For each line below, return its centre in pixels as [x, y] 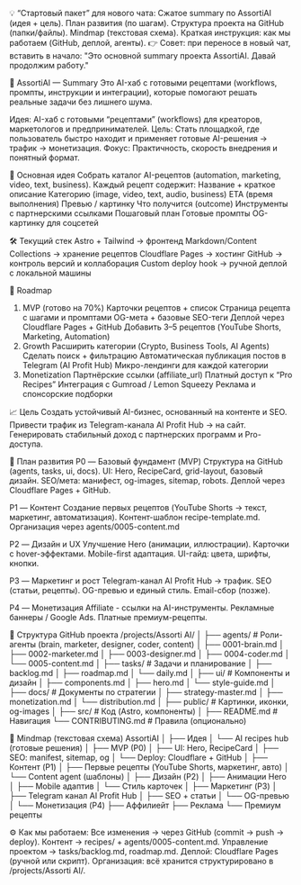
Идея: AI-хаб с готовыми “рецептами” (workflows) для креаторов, [136, 119]
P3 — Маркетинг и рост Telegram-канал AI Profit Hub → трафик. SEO [141, 581]
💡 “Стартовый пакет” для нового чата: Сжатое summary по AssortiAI [141, 13]
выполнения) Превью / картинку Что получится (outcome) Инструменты [149, 203]
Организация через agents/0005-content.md [94, 527]
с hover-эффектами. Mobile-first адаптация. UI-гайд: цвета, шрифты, [140, 554]
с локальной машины [50, 273]
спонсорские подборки [67, 394]
